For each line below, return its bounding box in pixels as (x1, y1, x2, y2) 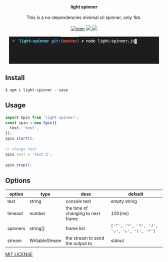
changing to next (65, 210, 100, 216)
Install (5, 73, 25, 82)
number (29, 210, 46, 216)
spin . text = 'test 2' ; (5, 151, 52, 157)
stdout (110, 237, 124, 243)
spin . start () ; (5, 136, 35, 141)
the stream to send (65, 235, 104, 241)
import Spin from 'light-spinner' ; (5, 115, 79, 120)
